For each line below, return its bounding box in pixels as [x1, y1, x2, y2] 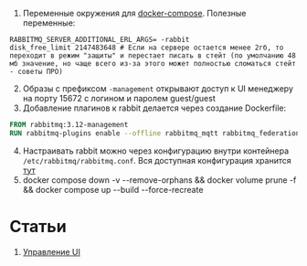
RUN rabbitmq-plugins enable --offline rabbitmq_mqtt [9, 128, 219, 138]
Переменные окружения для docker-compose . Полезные [22, 8, 247, 18]
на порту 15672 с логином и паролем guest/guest [22, 93, 217, 103]
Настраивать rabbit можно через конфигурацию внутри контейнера [22, 145, 290, 156]
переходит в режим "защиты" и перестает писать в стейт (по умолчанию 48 [9, 51, 297, 60]
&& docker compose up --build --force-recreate [22, 184, 204, 195]
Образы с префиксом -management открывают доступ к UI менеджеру [22, 83, 294, 94]
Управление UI [22, 246, 80, 257]
